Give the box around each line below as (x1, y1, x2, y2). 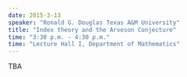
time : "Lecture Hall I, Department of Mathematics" (8, 40, 180, 48)
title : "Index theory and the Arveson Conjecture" (8, 26, 177, 33)
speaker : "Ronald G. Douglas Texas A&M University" (8, 19, 180, 26)
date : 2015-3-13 (8, 11, 61, 19)
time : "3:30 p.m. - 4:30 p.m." (8, 33, 110, 41)
